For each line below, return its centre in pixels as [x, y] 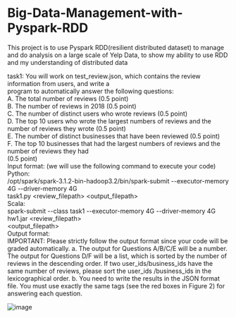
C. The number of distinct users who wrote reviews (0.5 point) [98, 114]
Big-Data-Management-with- [95, 13]
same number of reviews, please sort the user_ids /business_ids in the [110, 271]
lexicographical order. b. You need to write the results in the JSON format [114, 278]
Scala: [17, 203]
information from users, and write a [58, 83]
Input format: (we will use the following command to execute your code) [112, 166]
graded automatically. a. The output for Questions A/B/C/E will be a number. [117, 248]
